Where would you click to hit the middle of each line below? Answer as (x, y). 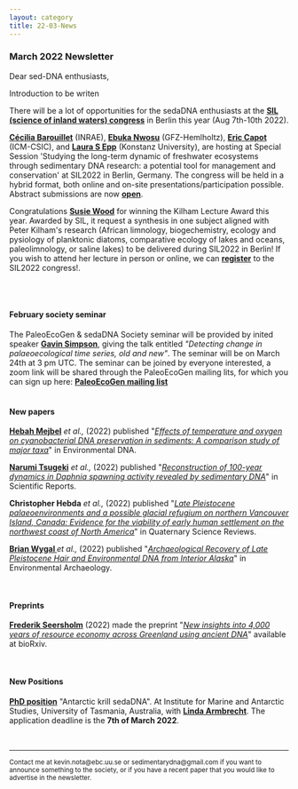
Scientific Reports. (43, 486)
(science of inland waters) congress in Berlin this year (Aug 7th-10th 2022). (149, 120)
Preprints (27, 605)
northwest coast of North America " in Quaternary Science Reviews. (133, 532)
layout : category (41, 17)
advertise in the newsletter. (51, 777)
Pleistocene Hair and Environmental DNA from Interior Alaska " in (128, 558)
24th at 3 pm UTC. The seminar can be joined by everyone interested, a (140, 363)
